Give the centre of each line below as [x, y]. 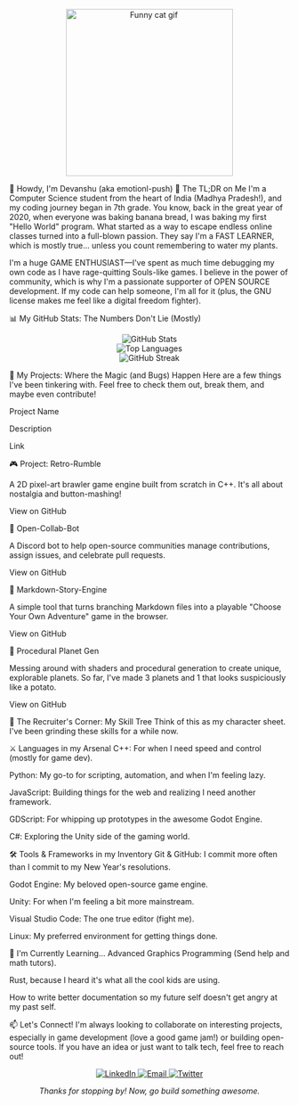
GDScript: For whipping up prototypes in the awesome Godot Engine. [136, 819]
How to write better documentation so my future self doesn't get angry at [143, 997]
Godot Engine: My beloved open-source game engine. [109, 884]
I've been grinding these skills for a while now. [94, 731]
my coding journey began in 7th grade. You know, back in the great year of [146, 208]
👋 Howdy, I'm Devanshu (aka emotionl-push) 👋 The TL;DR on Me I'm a [138, 188]
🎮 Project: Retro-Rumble [55, 464]
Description [30, 429]
